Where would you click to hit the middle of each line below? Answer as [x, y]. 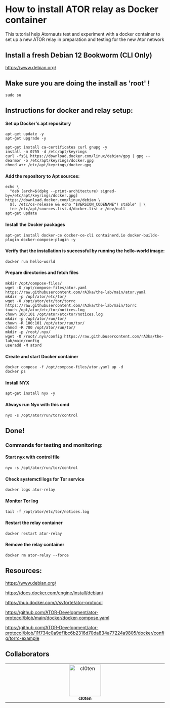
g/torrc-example [22, 638]
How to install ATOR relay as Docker [82, 9]
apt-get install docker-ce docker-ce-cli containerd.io [65, 235]
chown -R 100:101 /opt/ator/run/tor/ [45, 323]
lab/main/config [22, 341]
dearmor [13, 161]
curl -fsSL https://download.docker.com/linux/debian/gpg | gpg [74, 156]
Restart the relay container [34, 523]
